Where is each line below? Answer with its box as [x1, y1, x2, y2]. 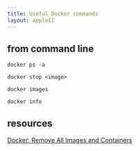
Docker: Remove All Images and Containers [7, 136, 133, 145]
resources [7, 117, 52, 129]
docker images [7, 86, 49, 93]
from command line [7, 43, 94, 55]
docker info [7, 98, 42, 105]
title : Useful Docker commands [7, 10, 99, 18]
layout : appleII [7, 17, 55, 24]
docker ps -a [7, 61, 45, 69]
